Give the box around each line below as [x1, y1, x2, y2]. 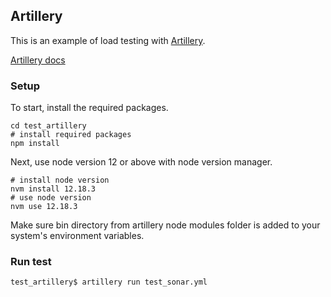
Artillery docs [10, 54, 66, 66]
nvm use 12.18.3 [10, 202, 78, 212]
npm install [10, 139, 60, 149]
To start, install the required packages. [10, 102, 169, 114]
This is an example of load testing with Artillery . [10, 34, 206, 46]
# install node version [10, 175, 110, 186]
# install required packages [10, 130, 132, 140]
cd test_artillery [10, 121, 87, 131]
